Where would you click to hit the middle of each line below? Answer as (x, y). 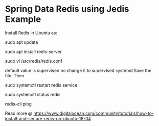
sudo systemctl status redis (33, 94)
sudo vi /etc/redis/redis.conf (34, 61)
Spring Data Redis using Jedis (67, 9)
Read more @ (19, 113)
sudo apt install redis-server (34, 52)
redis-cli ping (18, 104)
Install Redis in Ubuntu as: (31, 33)
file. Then (15, 75)
